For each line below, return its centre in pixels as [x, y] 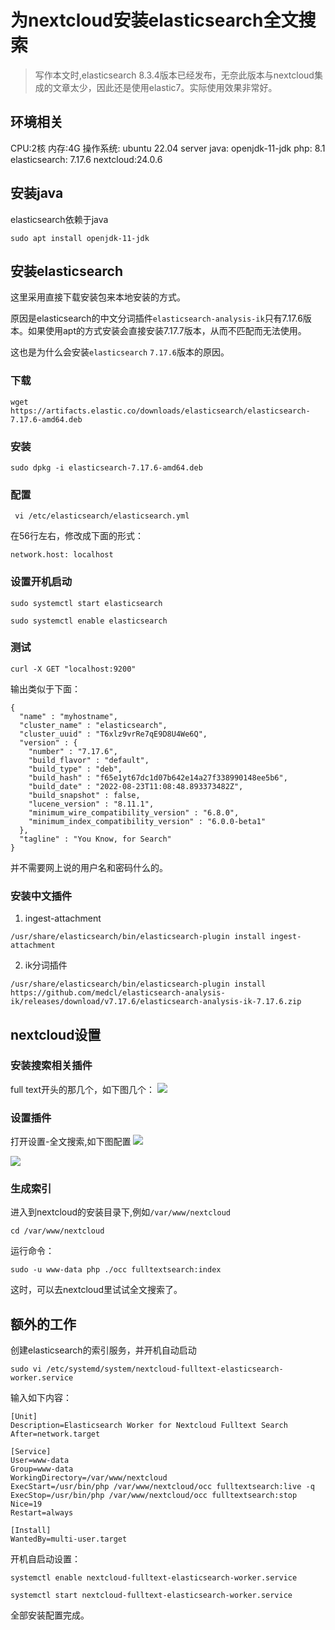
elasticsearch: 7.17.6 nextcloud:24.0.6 [86, 159]
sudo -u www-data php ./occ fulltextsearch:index [116, 1270]
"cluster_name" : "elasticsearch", [93, 725]
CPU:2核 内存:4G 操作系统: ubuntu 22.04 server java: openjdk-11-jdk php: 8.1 [168, 148]
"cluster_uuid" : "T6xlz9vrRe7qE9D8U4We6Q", [113, 734]
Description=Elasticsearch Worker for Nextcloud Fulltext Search [149, 1426]
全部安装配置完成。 [50, 1615]
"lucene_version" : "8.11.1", [91, 804]
